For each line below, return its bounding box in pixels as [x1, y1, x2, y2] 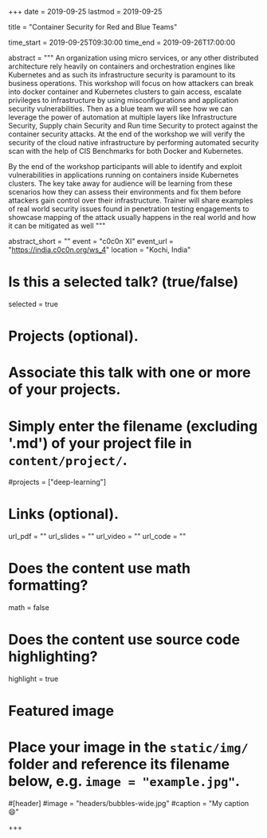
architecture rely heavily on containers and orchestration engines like [8, 61, 236, 71]
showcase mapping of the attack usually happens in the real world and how [8, 213, 257, 222]
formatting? [8, 576, 88, 595]
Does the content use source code [8, 631, 241, 649]
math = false [8, 603, 49, 612]
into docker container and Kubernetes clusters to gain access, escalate [8, 87, 242, 96]
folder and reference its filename [8, 755, 230, 773]
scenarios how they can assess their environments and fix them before [8, 187, 241, 196]
